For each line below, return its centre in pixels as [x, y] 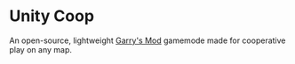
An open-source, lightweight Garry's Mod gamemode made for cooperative [147, 40]
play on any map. [41, 49]
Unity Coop [52, 16]
